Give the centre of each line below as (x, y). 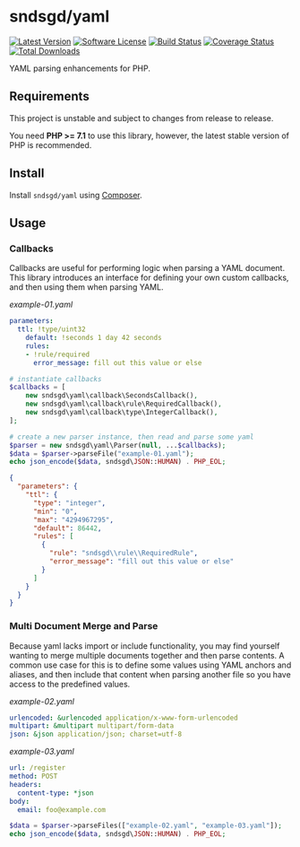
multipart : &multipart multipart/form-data (92, 726)
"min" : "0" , (55, 511)
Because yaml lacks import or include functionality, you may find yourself (145, 646)
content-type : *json (56, 793)
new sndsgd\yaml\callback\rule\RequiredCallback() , (124, 404)
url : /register (38, 768)
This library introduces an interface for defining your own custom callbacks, (149, 278)
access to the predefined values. (70, 684)
